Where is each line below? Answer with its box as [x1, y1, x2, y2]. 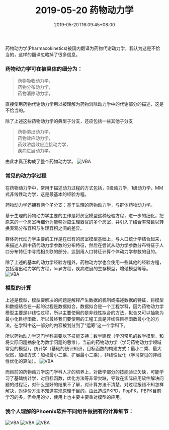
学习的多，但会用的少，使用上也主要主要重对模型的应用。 [5, 394, 124, 400]
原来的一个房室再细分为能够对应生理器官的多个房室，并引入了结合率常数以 [5, 219, 159, 225]
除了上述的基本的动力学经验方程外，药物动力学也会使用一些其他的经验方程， [5, 259, 164, 265]
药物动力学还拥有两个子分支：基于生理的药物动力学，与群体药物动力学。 [5, 202, 155, 208]
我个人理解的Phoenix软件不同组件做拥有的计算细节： [5, 408, 134, 415]
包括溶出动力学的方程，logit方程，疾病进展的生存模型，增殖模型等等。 [5, 265, 151, 271]
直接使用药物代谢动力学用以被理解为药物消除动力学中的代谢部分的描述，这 [5, 101, 159, 107]
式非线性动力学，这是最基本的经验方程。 [5, 191, 89, 197]
